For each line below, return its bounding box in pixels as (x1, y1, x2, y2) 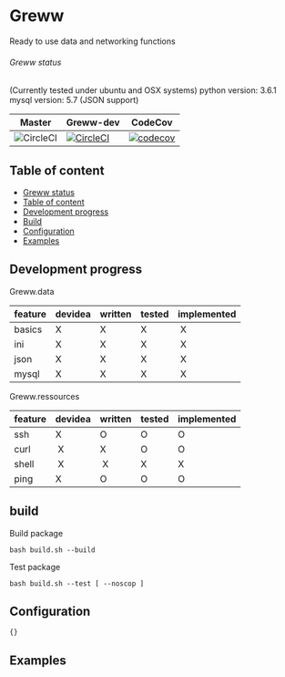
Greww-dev (66, 116, 120, 129)
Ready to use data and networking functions (9, 36, 176, 47)
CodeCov (131, 116, 173, 129)
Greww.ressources (9, 391, 80, 401)
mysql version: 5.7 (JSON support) (9, 95, 139, 106)
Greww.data (9, 286, 55, 297)
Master (19, 116, 52, 129)
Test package (9, 561, 61, 572)
